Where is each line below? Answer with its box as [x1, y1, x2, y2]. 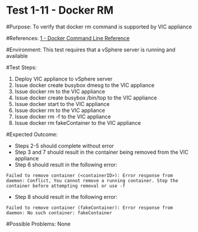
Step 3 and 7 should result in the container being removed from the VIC [14, 149, 189, 156]
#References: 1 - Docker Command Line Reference [6, 34, 130, 41]
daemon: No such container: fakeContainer [6, 210, 112, 216]
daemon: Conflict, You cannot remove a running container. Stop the [6, 178, 178, 183]
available [6, 52, 28, 59]
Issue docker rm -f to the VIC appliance [14, 113, 111, 120]
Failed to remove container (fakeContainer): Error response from [6, 205, 173, 211]
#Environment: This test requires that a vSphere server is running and [6, 46, 176, 53]
